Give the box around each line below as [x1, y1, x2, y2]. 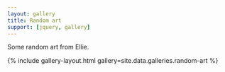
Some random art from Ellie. [7, 43, 89, 52]
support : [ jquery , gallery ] [7, 23, 91, 30]
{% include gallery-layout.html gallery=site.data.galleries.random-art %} [7, 56, 219, 65]
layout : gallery [7, 10, 55, 18]
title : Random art [7, 17, 62, 24]
